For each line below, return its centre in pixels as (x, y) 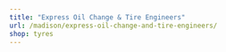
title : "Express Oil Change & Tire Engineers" (97, 17)
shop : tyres (31, 33)
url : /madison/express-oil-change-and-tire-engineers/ (113, 26)
